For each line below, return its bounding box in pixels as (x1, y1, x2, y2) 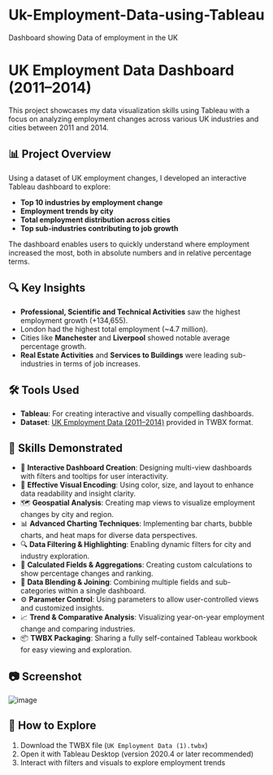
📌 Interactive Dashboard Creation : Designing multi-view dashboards (19, 462, 253, 473)
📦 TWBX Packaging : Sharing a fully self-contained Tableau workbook (19, 633, 258, 643)
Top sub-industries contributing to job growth (19, 223, 179, 233)
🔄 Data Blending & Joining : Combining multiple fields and (19, 577, 214, 587)
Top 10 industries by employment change (19, 197, 163, 207)
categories (19, 586, 57, 596)
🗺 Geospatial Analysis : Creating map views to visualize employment (19, 498, 255, 508)
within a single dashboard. (58, 586, 146, 596)
